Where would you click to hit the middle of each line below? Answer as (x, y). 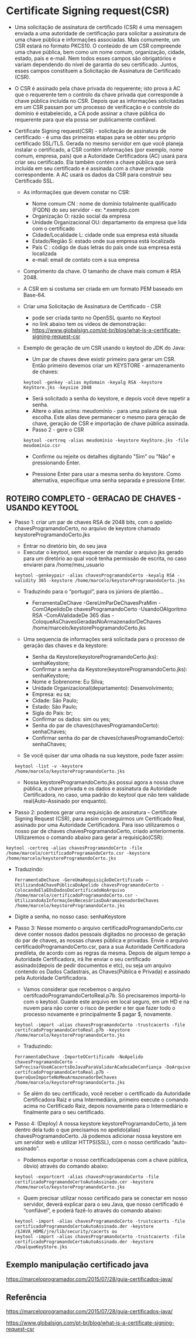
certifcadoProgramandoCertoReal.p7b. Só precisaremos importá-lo (104, 995)
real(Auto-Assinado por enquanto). (65, 801)
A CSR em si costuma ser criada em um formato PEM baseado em (103, 288)
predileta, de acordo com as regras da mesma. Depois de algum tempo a (102, 953)
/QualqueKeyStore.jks (41, 1247)
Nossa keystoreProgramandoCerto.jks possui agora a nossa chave (104, 782)
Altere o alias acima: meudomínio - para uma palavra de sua (104, 411)
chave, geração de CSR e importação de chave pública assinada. (111, 423)
